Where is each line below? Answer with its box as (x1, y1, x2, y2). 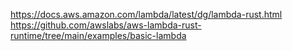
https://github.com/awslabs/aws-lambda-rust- (10, 19, 202, 31)
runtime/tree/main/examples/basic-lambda (10, 30, 187, 41)
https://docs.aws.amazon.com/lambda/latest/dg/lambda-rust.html (10, 9, 283, 20)
